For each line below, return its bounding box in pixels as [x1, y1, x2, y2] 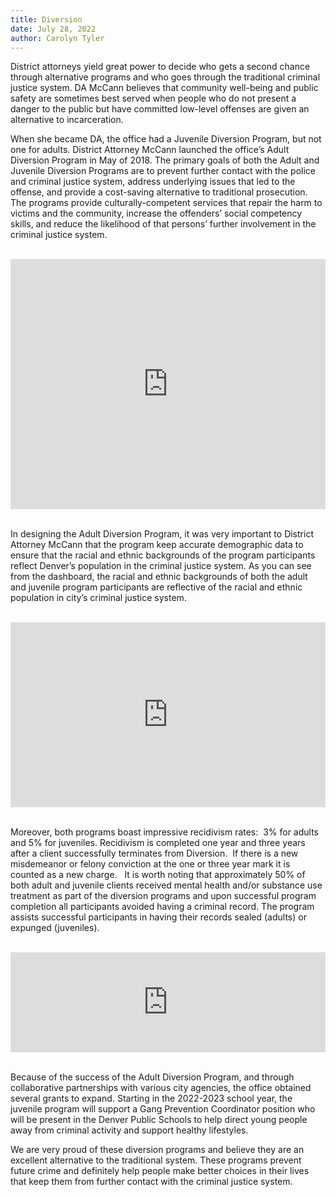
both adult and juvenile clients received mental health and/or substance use [10, 879, 323, 891]
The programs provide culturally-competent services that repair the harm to [10, 197, 323, 209]
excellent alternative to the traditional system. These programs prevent [10, 1154, 302, 1166]
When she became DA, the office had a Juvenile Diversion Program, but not [10, 133, 322, 145]
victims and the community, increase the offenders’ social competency [10, 207, 303, 220]
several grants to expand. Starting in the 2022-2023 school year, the [10, 1092, 293, 1105]
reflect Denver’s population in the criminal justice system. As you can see [10, 560, 312, 572]
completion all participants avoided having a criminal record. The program [10, 901, 315, 913]
